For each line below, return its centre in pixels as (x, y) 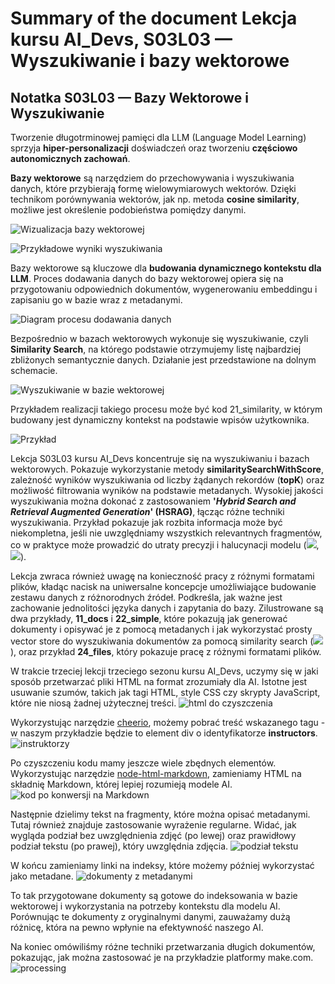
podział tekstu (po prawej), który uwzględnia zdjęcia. (119, 846)
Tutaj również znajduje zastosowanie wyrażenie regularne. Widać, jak (153, 825)
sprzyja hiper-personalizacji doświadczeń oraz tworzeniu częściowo (154, 148)
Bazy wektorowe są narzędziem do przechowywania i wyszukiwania (152, 178)
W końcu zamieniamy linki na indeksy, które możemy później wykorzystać (162, 865)
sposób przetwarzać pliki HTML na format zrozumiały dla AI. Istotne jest (159, 681)
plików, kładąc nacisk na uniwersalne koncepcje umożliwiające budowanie (163, 586)
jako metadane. (42, 876)
